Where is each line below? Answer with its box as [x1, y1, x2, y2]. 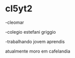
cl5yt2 [5, 3, 32, 14]
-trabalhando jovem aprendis [5, 38, 65, 45]
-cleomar [5, 19, 24, 25]
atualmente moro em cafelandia [5, 48, 70, 54]
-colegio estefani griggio [5, 29, 56, 35]
